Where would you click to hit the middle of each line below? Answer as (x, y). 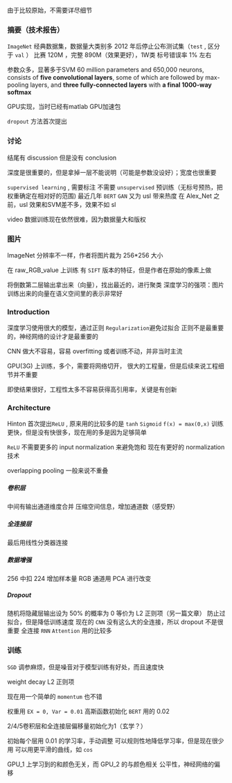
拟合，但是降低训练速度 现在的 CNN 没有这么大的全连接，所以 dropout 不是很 (115, 622)
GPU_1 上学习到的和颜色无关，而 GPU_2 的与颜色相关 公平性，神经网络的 (111, 764)
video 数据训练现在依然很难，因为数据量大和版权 (77, 219)
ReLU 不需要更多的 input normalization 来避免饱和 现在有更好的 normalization (116, 447)
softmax (19, 92)
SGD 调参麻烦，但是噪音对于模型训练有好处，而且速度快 (86, 667)
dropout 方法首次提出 (37, 121)
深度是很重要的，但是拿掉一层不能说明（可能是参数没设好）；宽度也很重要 (112, 172)
